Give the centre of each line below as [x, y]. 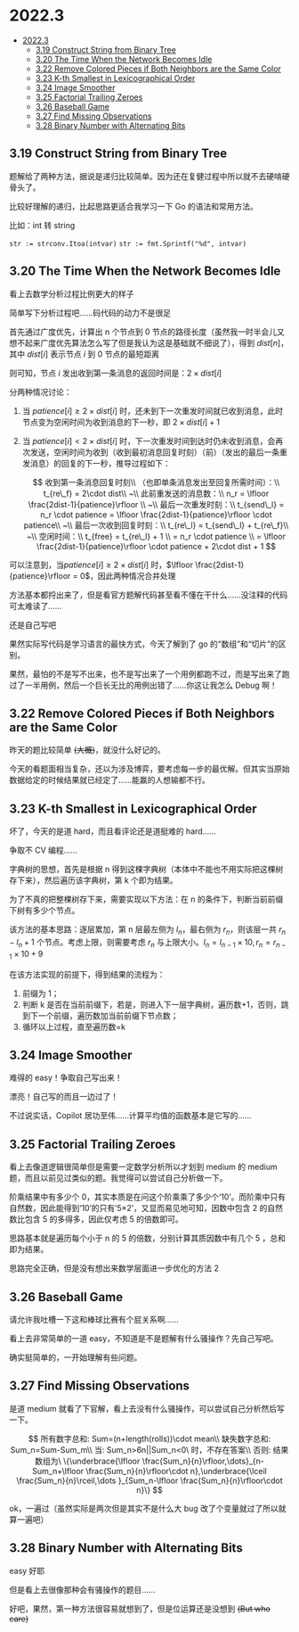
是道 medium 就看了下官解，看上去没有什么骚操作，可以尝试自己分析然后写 [147, 1408]
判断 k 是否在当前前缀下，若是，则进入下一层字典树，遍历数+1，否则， [152, 1004]
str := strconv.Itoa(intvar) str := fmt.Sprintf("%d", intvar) [128, 243]
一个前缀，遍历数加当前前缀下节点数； [108, 1015]
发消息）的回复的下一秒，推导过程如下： [96, 463]
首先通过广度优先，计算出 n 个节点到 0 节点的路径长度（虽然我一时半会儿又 [147, 332]
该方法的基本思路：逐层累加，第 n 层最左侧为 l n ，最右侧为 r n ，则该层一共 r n [148, 930]
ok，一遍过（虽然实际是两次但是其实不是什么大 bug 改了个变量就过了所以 [144, 1508]
